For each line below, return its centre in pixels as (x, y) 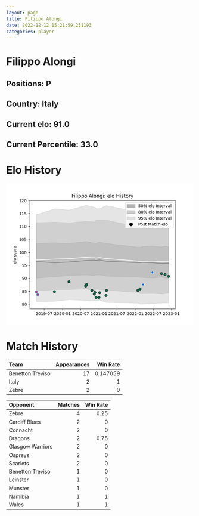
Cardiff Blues (25, 422)
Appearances (73, 364)
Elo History (34, 170)
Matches (69, 405)
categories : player (30, 32)
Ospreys (19, 455)
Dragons (19, 438)
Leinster (19, 480)
